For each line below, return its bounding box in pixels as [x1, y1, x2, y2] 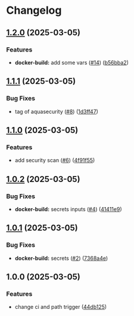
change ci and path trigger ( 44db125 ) [14, 303, 107, 311]
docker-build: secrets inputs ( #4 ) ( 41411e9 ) [14, 205, 122, 212]
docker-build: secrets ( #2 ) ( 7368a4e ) [14, 254, 108, 262]
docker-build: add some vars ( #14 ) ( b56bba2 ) [14, 59, 129, 66]
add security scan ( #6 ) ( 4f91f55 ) [14, 157, 95, 164]
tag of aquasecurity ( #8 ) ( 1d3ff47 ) [14, 108, 98, 115]
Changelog [6, 4, 62, 17]
